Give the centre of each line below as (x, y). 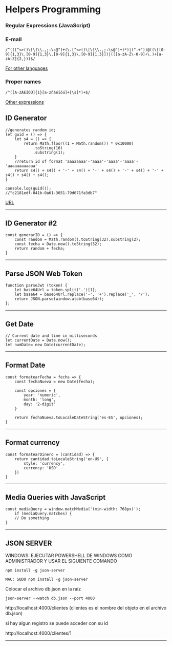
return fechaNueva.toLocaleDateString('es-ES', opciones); (79, 417)
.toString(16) (48, 148)
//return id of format (39, 161)
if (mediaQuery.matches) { (43, 514)
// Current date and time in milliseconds (51, 336)
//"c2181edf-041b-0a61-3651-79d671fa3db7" (51, 193)
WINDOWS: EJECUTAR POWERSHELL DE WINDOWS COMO (69, 556)
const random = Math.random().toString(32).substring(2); (78, 240)
